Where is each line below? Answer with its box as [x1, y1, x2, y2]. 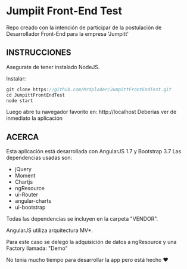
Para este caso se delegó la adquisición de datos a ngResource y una [6, 239, 177, 246]
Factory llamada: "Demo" [6, 245, 68, 252]
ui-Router [14, 191, 39, 198]
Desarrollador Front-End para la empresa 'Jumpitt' [6, 30, 129, 37]
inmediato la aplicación [6, 115, 63, 122]
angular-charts [14, 197, 52, 205]
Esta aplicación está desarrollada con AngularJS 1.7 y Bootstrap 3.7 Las [6, 148, 182, 155]
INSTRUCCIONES [6, 48, 71, 58]
